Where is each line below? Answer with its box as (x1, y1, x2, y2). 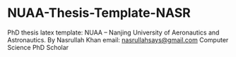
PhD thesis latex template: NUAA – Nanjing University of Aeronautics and (7, 28, 220, 37)
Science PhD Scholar (7, 43, 69, 51)
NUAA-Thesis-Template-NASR (7, 5, 191, 21)
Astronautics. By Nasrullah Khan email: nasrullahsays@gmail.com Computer (7, 35, 229, 44)
